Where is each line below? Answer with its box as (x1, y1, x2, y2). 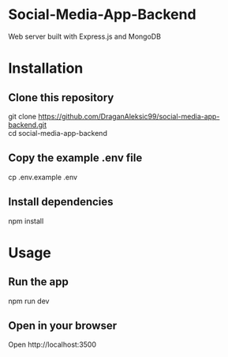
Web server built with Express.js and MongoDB (8, 32, 162, 41)
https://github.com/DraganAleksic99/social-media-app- (38, 111, 220, 121)
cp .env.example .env (8, 172, 77, 182)
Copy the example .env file (8, 152, 143, 165)
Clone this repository (8, 91, 114, 104)
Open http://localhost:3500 (8, 340, 97, 349)
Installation (8, 59, 84, 77)
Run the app (8, 275, 69, 289)
